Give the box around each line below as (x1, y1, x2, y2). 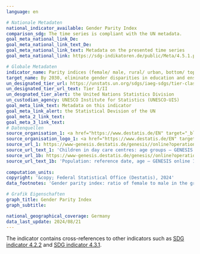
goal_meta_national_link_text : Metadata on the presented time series (6, 47, 185, 54)
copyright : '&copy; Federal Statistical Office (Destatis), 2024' (6, 175, 174, 181)
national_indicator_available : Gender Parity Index (6, 25, 137, 31)
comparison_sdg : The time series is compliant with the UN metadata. (6, 30, 183, 36)
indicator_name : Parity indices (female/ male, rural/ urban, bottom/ (6, 69, 185, 75)
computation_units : (6, 169, 55, 175)
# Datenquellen (6, 125, 44, 131)
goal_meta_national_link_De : (6, 36, 79, 42)
